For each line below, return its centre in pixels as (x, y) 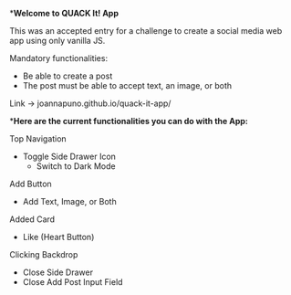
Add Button (31, 184)
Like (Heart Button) (58, 237)
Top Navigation (38, 139)
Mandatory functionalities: (58, 58)
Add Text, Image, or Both (69, 201)
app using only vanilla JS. (57, 41)
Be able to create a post (68, 76)
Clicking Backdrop (44, 254)
